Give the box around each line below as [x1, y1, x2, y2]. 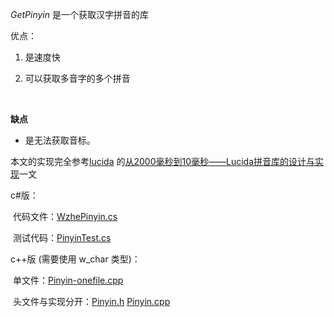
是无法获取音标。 [24, 134, 96, 146]
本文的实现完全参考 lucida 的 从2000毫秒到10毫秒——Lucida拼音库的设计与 [10, 156, 316, 167]
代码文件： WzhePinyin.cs [12, 211, 118, 222]
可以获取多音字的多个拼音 [24, 73, 131, 84]
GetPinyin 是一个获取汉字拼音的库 [10, 9, 149, 20]
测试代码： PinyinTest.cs [12, 232, 112, 243]
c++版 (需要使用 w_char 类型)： [10, 253, 141, 265]
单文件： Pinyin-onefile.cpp [12, 274, 124, 286]
